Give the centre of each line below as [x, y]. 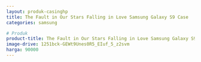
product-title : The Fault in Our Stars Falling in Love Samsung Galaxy [97, 39]
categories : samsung [32, 22]
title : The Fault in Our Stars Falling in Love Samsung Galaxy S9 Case [97, 17]
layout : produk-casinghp [37, 12]
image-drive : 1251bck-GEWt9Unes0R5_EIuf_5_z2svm [68, 44]
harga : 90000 [22, 50]
